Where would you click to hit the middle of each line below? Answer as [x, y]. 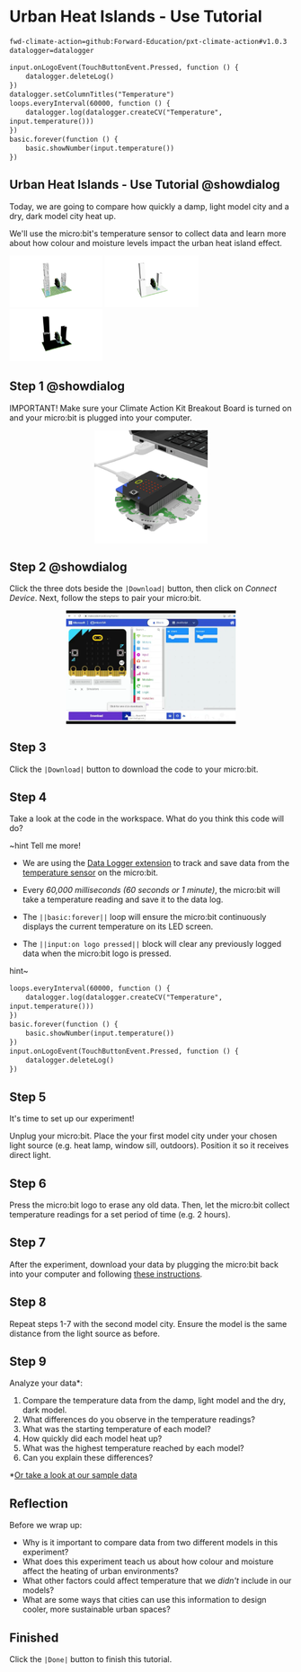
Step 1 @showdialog [67, 387]
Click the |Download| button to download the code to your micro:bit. [134, 769]
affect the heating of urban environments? [100, 1571]
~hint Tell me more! [45, 845]
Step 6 [28, 1183]
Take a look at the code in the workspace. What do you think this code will [147, 818]
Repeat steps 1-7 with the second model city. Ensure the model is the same [148, 1323]
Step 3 [28, 748]
